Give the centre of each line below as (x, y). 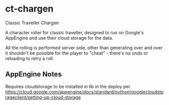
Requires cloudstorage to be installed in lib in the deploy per (68, 86)
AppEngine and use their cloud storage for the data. (59, 38)
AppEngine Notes (34, 74)
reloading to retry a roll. (30, 58)
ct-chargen (30, 9)
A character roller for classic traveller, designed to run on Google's (75, 32)
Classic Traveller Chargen (32, 23)
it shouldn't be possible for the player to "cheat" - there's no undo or (77, 53)
